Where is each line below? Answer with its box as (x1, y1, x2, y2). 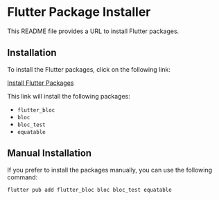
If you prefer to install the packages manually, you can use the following (7, 166, 213, 174)
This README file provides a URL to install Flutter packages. (7, 27, 179, 35)
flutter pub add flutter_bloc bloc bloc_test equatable (7, 186, 172, 193)
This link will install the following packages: (7, 92, 130, 100)
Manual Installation (7, 148, 92, 159)
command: (7, 173, 38, 181)
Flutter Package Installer (7, 4, 151, 20)
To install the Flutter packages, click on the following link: (7, 65, 171, 73)
